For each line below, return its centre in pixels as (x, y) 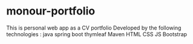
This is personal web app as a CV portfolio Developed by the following (94, 28)
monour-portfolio (51, 11)
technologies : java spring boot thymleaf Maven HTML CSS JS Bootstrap (97, 34)
